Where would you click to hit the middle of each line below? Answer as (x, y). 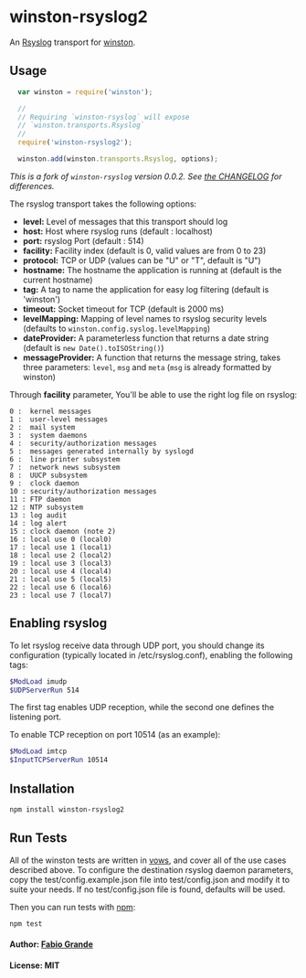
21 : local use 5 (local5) (61, 579)
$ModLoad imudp (38, 681)
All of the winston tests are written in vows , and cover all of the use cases (148, 860)
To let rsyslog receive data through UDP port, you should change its (137, 645)
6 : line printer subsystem (65, 459)
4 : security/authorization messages (83, 443)
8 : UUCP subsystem (49, 475)
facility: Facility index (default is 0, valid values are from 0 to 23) (144, 250)
